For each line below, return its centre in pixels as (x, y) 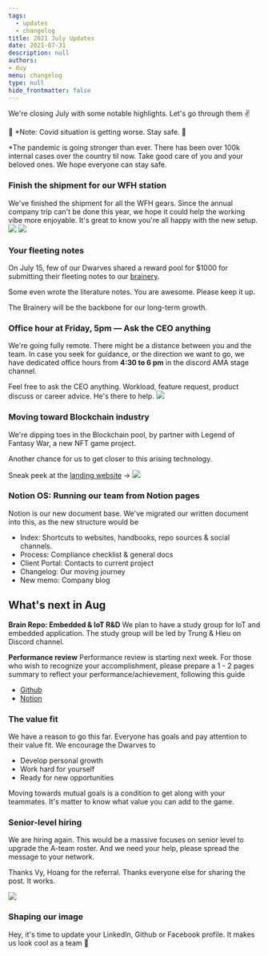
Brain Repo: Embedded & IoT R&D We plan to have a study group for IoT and (134, 624)
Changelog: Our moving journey (72, 571)
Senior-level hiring (45, 822)
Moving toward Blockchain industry (79, 417)
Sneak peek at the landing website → (69, 475)
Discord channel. (36, 642)
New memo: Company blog (65, 580)
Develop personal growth (62, 760)
